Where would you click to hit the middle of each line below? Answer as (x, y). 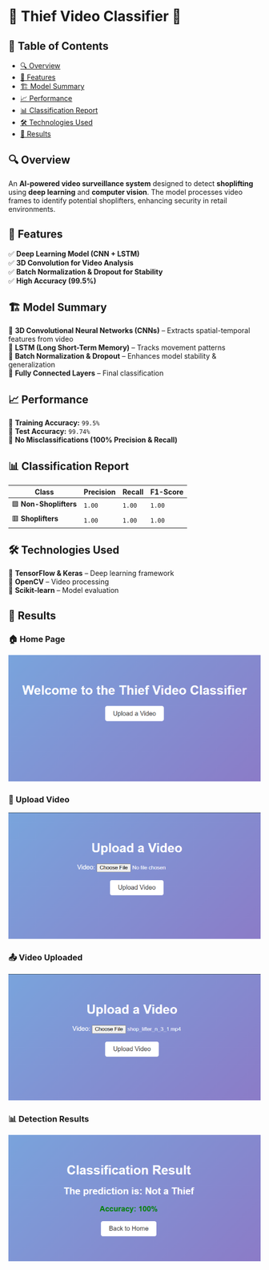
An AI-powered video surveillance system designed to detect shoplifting (131, 183)
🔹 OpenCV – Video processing (59, 582)
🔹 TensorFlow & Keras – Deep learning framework (91, 574)
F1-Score (167, 492)
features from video (41, 339)
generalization (32, 365)
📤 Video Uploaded (46, 958)
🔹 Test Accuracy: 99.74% (49, 432)
